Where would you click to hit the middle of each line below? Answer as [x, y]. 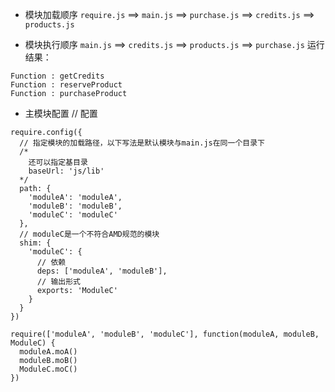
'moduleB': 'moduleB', [75, 206]
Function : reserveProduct [66, 85]
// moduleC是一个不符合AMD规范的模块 [89, 234]
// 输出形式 [58, 282]
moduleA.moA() [48, 352]
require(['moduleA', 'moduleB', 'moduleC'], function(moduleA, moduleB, [165, 334]
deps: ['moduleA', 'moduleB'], [102, 271]
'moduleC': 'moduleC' [73, 215]
